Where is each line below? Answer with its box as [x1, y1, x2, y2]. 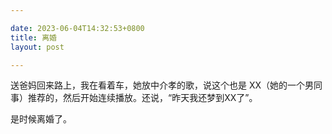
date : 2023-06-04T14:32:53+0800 [10, 23, 145, 33]
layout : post [10, 42, 65, 52]
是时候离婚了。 [10, 113, 72, 125]
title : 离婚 [10, 32, 57, 43]
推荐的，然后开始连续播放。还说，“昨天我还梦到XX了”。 [27, 92, 258, 104]
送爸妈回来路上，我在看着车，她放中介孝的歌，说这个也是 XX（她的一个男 [10, 79, 315, 91]
